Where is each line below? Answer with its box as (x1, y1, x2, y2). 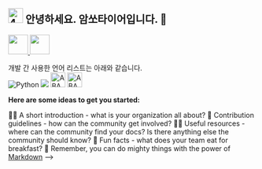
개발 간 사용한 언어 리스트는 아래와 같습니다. (8, 63, 143, 72)
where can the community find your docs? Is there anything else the (8, 127, 230, 136)
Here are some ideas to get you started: (8, 95, 140, 105)
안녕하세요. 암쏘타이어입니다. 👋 (24, 13, 168, 26)
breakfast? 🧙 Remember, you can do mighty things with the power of (8, 143, 231, 153)
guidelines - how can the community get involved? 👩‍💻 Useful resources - (8, 119, 245, 128)
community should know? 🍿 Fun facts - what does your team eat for (8, 135, 228, 145)
